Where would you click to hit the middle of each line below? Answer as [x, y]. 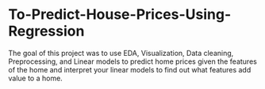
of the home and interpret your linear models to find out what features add [130, 69]
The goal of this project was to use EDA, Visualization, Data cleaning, [121, 53]
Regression [46, 31]
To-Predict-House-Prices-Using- [120, 15]
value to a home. [36, 78]
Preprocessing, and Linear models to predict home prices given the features [133, 61]
